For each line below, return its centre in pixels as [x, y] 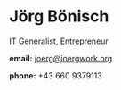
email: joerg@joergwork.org [61, 58]
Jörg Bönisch [59, 16]
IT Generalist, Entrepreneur [59, 41]
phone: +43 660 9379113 [56, 75]
